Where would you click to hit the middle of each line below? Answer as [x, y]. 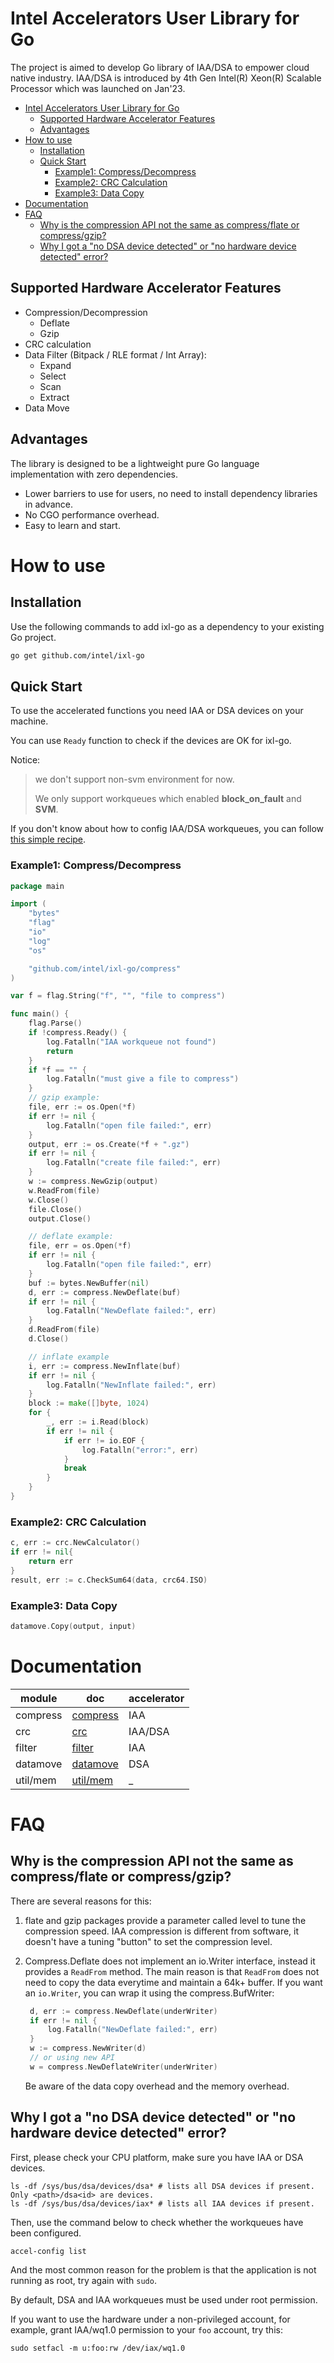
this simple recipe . [48, 839]
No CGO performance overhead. [92, 514]
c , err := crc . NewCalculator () [75, 1543]
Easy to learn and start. [72, 525]
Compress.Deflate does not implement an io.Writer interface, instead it [170, 1961]
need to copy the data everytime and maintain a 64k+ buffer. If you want [173, 1982]
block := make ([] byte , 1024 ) [89, 1403]
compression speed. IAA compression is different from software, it [162, 1931]
